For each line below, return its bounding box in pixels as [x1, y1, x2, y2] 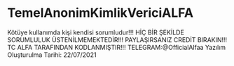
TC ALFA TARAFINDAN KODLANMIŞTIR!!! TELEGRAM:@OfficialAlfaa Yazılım [7, 43, 226, 51]
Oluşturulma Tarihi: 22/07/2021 [7, 51, 97, 59]
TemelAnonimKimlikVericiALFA [7, 5, 194, 21]
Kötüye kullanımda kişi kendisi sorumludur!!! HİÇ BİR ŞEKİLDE [7, 28, 184, 37]
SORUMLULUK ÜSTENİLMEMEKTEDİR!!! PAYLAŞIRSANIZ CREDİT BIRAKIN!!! [7, 35, 228, 44]
